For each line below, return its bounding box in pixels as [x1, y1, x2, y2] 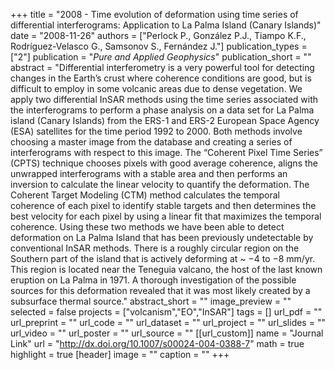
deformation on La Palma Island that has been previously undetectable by [10, 232, 314, 243]
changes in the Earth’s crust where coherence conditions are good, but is [10, 72, 312, 84]
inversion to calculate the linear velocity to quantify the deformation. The [10, 179, 310, 190]
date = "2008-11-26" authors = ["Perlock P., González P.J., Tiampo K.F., [10, 30, 307, 41]
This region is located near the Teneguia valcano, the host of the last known [10, 264, 323, 275]
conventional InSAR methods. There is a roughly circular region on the [10, 242, 300, 254]
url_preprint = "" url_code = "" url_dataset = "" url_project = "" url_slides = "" [10, 317, 326, 328]
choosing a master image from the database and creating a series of [10, 136, 293, 148]
